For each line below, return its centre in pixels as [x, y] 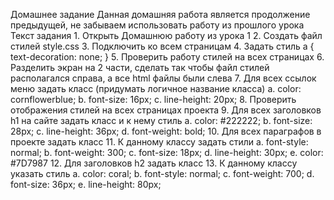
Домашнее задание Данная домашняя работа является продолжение [160, 14]
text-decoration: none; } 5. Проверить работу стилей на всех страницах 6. [167, 57]
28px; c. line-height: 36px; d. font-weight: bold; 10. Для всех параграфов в [166, 131]
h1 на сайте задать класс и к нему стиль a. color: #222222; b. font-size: [161, 120]
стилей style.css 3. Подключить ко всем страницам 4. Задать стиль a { [162, 46]
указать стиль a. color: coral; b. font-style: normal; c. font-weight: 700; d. [162, 173]
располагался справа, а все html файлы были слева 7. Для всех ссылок [163, 78]
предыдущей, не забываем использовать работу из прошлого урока [157, 25]
